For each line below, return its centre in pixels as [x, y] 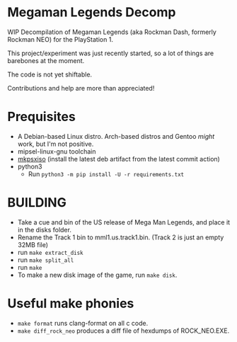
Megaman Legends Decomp [92, 12]
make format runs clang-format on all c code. [83, 323]
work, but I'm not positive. [56, 144]
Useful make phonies [71, 303]
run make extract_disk [50, 252]
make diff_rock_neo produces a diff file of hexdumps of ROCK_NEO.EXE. [123, 331]
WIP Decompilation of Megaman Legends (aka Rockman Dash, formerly [112, 32]
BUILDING [37, 203]
